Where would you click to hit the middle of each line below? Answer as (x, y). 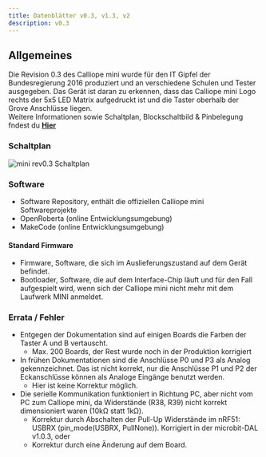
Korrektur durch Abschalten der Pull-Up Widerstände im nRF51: (136, 420)
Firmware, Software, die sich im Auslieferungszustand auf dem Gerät (133, 263)
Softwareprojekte (48, 210)
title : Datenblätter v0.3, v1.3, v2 (69, 16)
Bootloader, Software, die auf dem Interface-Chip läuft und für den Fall (136, 280)
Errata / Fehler (37, 317)
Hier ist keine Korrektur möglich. (85, 386)
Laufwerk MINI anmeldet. (62, 297)
